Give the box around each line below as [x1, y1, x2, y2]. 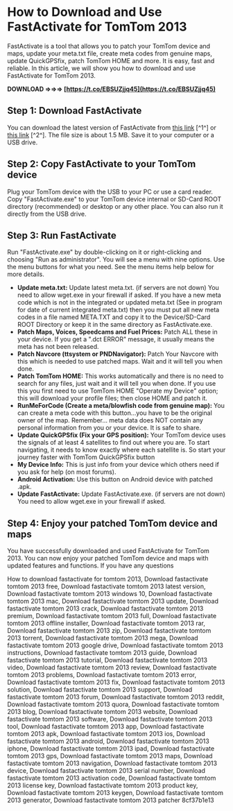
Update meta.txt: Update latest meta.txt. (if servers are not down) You [17, 284, 220, 292]
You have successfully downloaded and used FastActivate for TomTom [7, 547, 210, 555]
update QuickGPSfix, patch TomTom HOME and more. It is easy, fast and [7, 56, 215, 65]
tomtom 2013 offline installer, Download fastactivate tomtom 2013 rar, [7, 619, 206, 628]
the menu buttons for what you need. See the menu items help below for [7, 263, 214, 271]
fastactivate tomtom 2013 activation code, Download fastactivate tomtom [7, 774, 216, 783]
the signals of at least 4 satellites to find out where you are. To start [17, 438, 210, 447]
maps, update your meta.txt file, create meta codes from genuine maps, [7, 49, 213, 58]
